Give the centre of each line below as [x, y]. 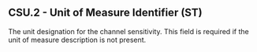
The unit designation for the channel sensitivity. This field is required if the [129, 31]
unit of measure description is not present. [77, 40]
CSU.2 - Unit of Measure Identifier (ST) [105, 13]
